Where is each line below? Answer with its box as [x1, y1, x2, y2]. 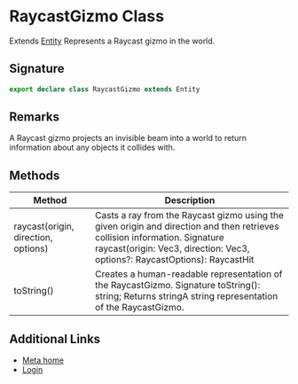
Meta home [21, 355, 65, 365]
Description [164, 194, 216, 207]
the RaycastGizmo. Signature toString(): [94, 279, 261, 292]
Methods [9, 168, 60, 183]
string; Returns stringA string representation [94, 290, 278, 302]
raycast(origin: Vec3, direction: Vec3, [94, 242, 250, 255]
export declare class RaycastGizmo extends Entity [9, 84, 200, 94]
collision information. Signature [94, 231, 224, 244]
